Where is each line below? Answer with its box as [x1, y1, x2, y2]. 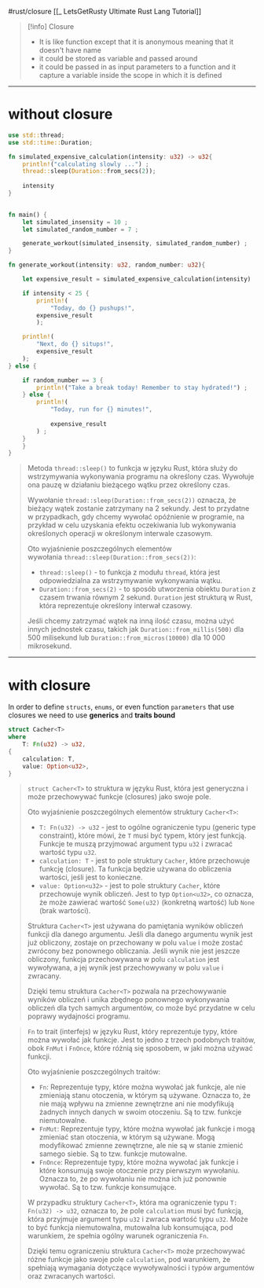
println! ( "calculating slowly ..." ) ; [22, 160, 149, 168]
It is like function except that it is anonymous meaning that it [38, 37, 234, 46]
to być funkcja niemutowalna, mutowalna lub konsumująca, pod [27, 1223, 233, 1232]
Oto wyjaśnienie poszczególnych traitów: [27, 1067, 161, 1077]
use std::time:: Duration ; [8, 138, 93, 146]
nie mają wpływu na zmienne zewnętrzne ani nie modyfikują [38, 1099, 234, 1109]
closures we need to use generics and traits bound [8, 710, 175, 720]
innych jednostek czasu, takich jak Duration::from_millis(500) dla [27, 625, 244, 634]
